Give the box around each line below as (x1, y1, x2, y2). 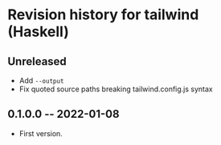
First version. (18, 128, 63, 138)
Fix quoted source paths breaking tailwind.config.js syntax (18, 84, 214, 94)
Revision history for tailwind (7, 6, 199, 24)
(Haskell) (7, 22, 69, 41)
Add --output (18, 76, 64, 85)
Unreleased (7, 54, 68, 68)
